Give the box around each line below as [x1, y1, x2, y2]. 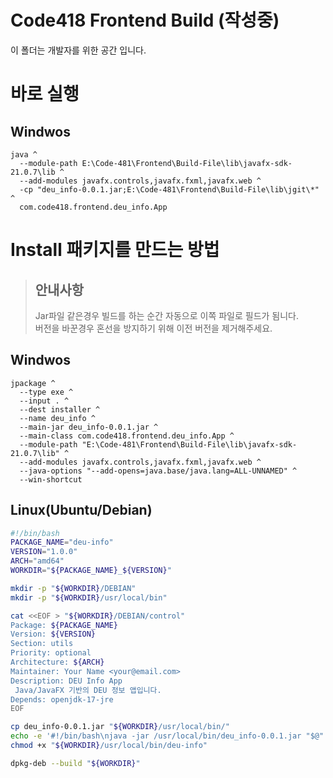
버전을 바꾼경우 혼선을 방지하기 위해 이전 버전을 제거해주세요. [34, 322, 273, 334]
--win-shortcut [19, 474, 83, 485]
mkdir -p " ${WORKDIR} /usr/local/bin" [10, 592, 168, 603]
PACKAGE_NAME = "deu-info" [10, 537, 114, 548]
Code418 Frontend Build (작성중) [10, 9, 280, 32]
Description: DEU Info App [10, 676, 123, 686]
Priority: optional [10, 648, 92, 658]
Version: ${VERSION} [10, 629, 97, 640]
